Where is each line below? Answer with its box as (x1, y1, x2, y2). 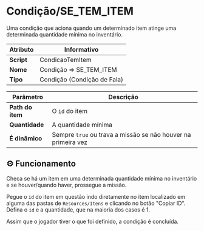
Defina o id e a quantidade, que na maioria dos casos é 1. (6, 205, 151, 213)
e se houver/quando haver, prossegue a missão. (6, 181, 127, 188)
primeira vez (52, 138, 88, 147)
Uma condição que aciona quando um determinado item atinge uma (6, 24, 177, 32)
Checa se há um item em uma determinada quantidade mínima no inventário (6, 174, 197, 182)
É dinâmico (9, 134, 42, 142)
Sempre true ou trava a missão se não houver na (52, 130, 191, 139)
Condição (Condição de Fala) (39, 75, 123, 83)
